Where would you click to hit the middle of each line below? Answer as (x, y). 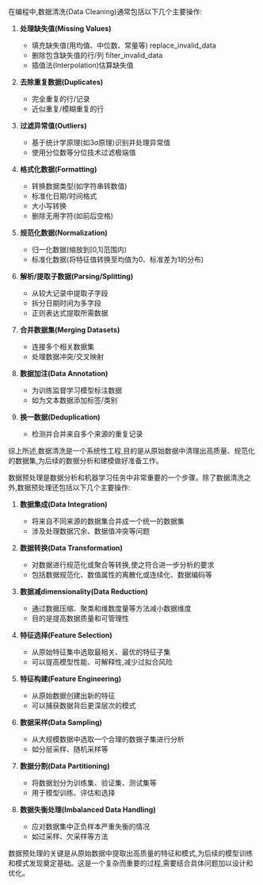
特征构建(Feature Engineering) (70, 679)
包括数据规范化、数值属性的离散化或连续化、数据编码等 (122, 575)
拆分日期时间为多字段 (66, 303)
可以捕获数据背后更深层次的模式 (84, 705)
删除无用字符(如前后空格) (72, 216)
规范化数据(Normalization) (64, 233)
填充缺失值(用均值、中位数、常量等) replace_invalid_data (124, 45)
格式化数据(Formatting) (58, 169)
